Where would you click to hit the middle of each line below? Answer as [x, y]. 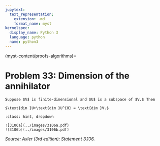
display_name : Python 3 [34, 33]
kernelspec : [17, 28]
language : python [27, 37]
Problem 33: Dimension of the [67, 76]
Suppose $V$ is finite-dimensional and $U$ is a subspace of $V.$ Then [80, 99]
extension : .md [30, 19]
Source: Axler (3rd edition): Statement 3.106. [50, 139]
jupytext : [15, 10]
